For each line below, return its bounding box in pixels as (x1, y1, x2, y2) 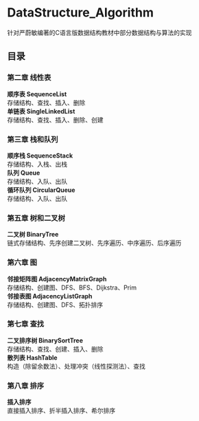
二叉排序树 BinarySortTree (7, 336, 84, 345)
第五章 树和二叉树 (7, 213, 65, 223)
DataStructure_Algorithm (7, 5, 154, 21)
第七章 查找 (7, 319, 45, 329)
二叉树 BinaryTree (7, 230, 59, 239)
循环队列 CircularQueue (7, 186, 75, 194)
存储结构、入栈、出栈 (7, 160, 67, 168)
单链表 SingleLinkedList (7, 107, 75, 115)
